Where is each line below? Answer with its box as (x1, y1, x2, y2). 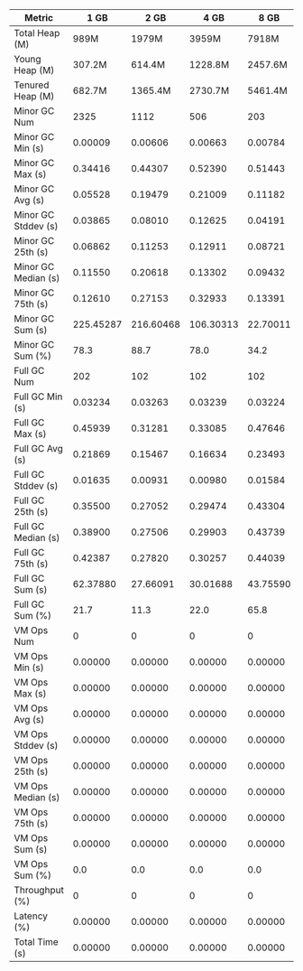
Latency (14, 910, 48, 922)
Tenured (14, 79, 50, 91)
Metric (23, 12, 54, 23)
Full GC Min (14, 390, 63, 403)
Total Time (14, 936, 59, 948)
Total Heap (14, 27, 60, 39)
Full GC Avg (14, 443, 63, 454)
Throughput (14, 884, 65, 896)
